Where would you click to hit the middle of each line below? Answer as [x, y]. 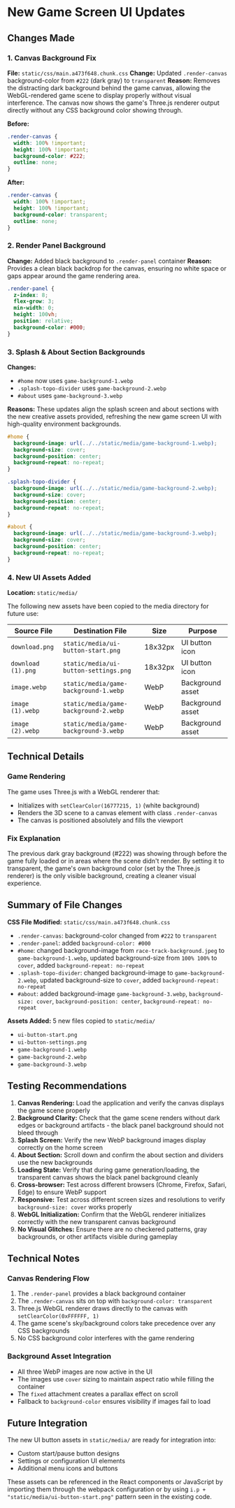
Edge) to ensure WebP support [62, 1192]
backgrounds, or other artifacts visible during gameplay [98, 1236]
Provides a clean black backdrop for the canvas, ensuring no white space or [117, 268]
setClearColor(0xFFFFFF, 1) [58, 1316]
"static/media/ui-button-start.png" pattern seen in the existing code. [109, 1497]
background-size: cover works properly [74, 1207]
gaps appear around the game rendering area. [74, 275]
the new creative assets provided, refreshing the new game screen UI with [114, 416]
